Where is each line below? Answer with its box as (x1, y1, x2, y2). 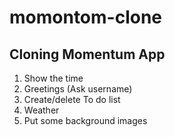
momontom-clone (9, 6, 163, 29)
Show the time (23, 72, 84, 84)
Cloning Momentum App (9, 46, 166, 63)
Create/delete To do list (23, 94, 121, 105)
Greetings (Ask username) (23, 83, 133, 95)
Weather (23, 104, 60, 116)
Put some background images (23, 115, 148, 126)
